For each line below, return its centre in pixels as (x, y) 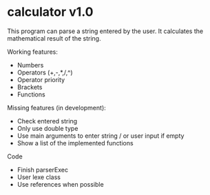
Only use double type (48, 128)
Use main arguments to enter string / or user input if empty (101, 136)
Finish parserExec (43, 170)
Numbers (30, 65)
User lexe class (39, 177)
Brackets (30, 87)
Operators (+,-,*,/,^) (45, 72)
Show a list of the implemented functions (75, 143)
